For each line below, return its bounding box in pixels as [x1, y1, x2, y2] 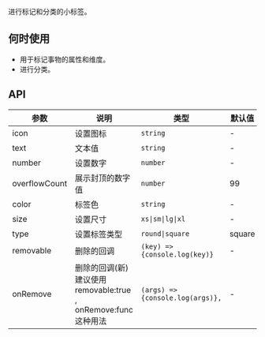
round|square [140, 229, 190, 238]
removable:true [74, 284, 132, 295]
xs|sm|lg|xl [140, 214, 186, 223]
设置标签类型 [74, 228, 123, 239]
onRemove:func [74, 304, 134, 315]
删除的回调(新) [74, 262, 129, 273]
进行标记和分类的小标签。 [8, 7, 91, 16]
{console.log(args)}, [140, 293, 222, 302]
